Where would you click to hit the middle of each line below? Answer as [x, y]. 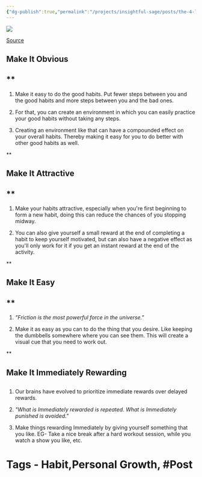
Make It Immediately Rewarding [67, 373]
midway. [25, 221]
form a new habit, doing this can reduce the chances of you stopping [100, 215]
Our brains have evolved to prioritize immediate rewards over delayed [101, 392]
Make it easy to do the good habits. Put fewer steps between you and [101, 94]
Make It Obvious [37, 59]
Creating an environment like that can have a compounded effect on [99, 130]
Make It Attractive [40, 174]
